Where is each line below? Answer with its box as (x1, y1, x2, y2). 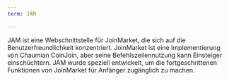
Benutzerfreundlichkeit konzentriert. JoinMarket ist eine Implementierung (7, 43, 221, 51)
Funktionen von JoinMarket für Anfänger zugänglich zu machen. (7, 66, 196, 74)
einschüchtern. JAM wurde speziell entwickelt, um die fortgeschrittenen (7, 58, 218, 67)
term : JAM (7, 10, 37, 18)
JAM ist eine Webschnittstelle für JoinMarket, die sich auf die (7, 36, 186, 44)
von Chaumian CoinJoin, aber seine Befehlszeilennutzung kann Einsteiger (7, 51, 223, 59)
